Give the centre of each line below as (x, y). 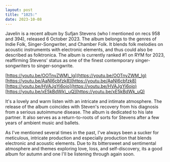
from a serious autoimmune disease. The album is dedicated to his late (79, 112)
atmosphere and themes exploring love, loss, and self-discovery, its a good (84, 149)
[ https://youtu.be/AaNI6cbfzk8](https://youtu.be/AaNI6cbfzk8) (71, 81)
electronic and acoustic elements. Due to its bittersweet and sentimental (81, 143)
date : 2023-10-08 (24, 19)
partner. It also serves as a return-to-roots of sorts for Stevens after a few (82, 118)
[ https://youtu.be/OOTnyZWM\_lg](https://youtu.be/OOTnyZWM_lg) (76, 76)
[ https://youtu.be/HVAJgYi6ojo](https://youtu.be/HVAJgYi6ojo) (71, 86)
